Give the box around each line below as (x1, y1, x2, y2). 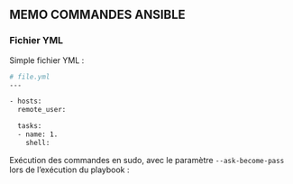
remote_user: (17, 106, 67, 115)
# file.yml (9, 72, 50, 81)
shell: (25, 138, 50, 147)
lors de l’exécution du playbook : (9, 164, 130, 175)
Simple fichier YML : (9, 54, 85, 66)
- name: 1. (17, 130, 59, 139)
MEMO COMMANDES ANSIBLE (9, 7, 187, 23)
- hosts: (9, 97, 42, 106)
